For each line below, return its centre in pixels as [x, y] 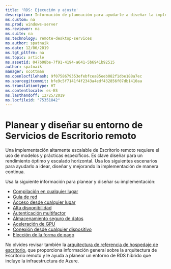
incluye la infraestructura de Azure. [42, 261]
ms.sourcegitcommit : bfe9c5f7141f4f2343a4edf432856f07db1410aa [74, 81]
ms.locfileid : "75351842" [33, 100]
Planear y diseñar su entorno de [74, 125]
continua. [15, 172]
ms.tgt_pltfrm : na [25, 52]
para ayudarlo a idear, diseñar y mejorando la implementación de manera [82, 167]
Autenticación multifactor [39, 213]
